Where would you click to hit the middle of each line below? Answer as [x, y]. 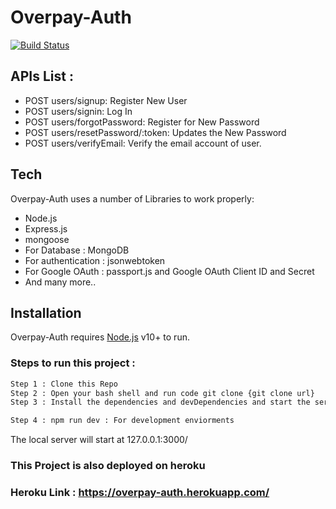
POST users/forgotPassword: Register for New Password [142, 122]
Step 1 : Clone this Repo [64, 384]
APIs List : [42, 76]
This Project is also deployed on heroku [108, 466]
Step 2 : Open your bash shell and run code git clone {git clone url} [162, 393]
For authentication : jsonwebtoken [95, 260]
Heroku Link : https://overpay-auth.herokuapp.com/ [140, 493]
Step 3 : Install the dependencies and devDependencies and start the [160, 402]
